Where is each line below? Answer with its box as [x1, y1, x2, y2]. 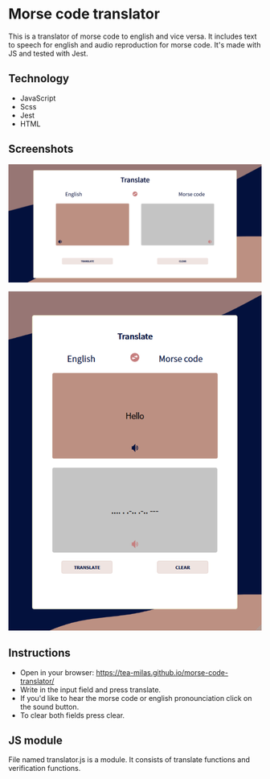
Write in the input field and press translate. [19, 685, 162, 695]
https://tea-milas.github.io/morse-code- [96, 667, 229, 677]
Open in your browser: [19, 667, 95, 677]
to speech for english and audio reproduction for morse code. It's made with [8, 39, 261, 49]
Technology [8, 72, 70, 85]
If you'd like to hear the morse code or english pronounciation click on [19, 693, 252, 703]
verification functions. [8, 764, 81, 773]
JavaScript [19, 93, 56, 103]
